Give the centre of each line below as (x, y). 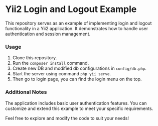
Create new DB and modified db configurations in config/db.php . (80, 68)
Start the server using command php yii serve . (62, 74)
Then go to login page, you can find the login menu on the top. (77, 79)
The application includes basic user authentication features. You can (76, 103)
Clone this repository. (35, 58)
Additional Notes (26, 92)
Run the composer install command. (51, 63)
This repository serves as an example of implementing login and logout (78, 23)
